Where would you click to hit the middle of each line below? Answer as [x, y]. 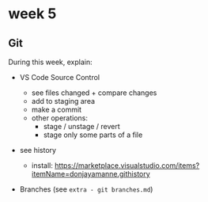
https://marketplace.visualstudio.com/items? [127, 166]
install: [42, 166]
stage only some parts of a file [93, 135]
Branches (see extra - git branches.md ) [86, 189]
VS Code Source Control [60, 77]
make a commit [56, 109]
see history [38, 150]
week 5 [32, 14]
